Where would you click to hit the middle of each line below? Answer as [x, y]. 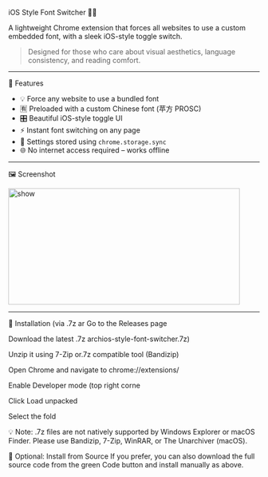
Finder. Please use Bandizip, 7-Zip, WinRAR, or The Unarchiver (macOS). [128, 441]
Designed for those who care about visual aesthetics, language [132, 52]
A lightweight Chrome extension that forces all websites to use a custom [127, 28]
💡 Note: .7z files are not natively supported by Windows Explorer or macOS [132, 432]
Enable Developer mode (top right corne [75, 385]
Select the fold [32, 416]
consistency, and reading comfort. [84, 60]
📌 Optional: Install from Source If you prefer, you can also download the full [132, 456]
